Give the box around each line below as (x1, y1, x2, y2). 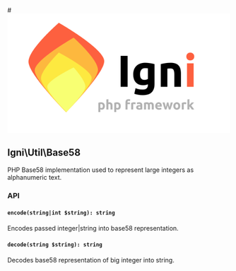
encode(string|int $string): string (7, 209, 115, 217)
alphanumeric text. (7, 173, 62, 181)
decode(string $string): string (7, 241, 102, 248)
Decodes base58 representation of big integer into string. (7, 255, 175, 264)
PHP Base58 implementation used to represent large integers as (7, 166, 194, 174)
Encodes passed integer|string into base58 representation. (7, 224, 179, 232)
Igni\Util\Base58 (7, 146, 81, 158)
